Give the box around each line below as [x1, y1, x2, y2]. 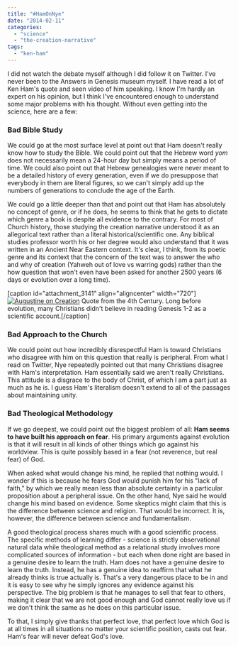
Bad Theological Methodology [7, 409, 113, 419]
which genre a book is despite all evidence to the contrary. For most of [7, 215, 214, 224]
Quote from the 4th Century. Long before [81, 297, 202, 305]
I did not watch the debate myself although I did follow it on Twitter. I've [7, 69, 216, 78]
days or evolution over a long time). [7, 275, 110, 284]
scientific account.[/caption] [7, 312, 90, 320]
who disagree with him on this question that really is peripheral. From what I [7, 353, 229, 362]
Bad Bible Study [7, 125, 64, 135]
